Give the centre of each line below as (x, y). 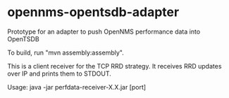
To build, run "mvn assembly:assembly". (66, 52)
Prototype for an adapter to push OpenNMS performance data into (104, 31)
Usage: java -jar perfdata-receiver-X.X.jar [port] (77, 87)
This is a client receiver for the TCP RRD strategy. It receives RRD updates (114, 66)
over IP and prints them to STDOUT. (59, 73)
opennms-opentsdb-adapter (93, 12)
